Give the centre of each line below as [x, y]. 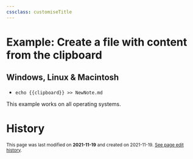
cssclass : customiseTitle [39, 12]
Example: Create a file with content [97, 42]
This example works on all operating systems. [64, 104]
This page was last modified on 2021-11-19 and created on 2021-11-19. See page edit [95, 145]
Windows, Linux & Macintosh [63, 78]
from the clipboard [54, 55]
